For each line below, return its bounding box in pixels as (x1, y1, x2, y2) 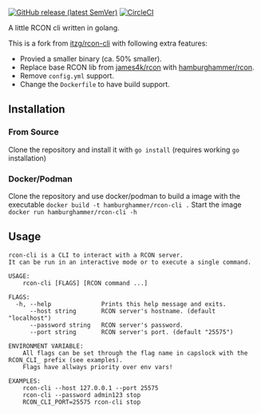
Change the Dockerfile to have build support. (19, 80, 170, 89)
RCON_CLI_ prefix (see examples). (8, 356, 124, 364)
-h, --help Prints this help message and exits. (15, 300, 227, 308)
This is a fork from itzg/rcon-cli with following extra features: (8, 38, 208, 48)
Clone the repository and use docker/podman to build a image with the (8, 191, 241, 201)
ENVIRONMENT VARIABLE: (8, 342, 84, 350)
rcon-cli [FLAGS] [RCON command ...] (22, 279, 148, 287)
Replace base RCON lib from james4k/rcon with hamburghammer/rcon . (19, 62, 255, 72)
